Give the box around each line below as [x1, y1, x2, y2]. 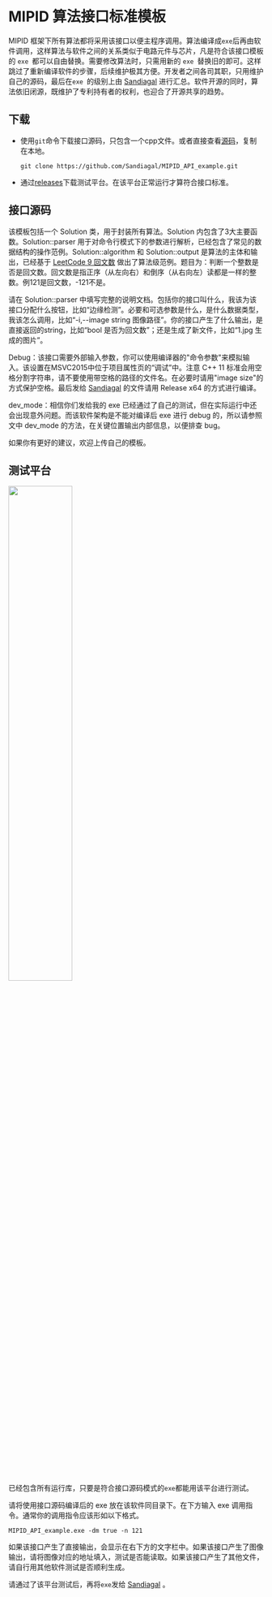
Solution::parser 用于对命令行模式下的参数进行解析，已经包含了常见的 [22, 236, 255, 246]
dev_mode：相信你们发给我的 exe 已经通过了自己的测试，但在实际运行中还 [8, 399, 257, 410]
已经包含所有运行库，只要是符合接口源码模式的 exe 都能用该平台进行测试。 [8, 1483, 253, 1493]
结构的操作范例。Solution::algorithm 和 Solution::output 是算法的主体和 [15, 247, 251, 257]
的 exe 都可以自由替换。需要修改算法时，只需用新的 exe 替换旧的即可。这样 [8, 56, 261, 66]
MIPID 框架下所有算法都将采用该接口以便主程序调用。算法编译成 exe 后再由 [8, 36, 254, 45]
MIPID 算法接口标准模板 [8, 7, 166, 26]
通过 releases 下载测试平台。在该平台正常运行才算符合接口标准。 [19, 177, 233, 187]
